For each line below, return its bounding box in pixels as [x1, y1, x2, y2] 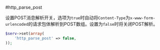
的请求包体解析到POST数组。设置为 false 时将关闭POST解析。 [28, 21, 158, 27]
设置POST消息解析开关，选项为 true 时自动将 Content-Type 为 [5, 15, 130, 21]
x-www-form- [130, 16, 155, 21]
